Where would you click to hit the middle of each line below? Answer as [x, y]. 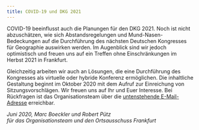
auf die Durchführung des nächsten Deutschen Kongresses [114, 41]
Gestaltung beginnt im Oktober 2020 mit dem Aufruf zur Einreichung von [96, 84]
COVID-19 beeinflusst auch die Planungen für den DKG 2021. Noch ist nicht [99, 28]
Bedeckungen [24, 41]
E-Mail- [170, 96]
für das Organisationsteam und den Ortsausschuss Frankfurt [81, 120]
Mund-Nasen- [146, 35]
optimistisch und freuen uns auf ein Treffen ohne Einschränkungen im [92, 53]
